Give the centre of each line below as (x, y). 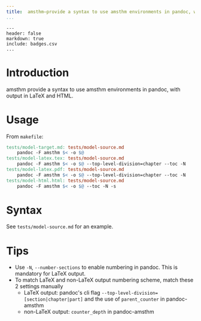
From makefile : (25, 136)
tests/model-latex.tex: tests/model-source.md (65, 158)
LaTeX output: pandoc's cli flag (62, 293)
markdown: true (25, 39)
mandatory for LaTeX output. (50, 274)
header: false (24, 33)
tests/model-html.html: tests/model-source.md (65, 181)
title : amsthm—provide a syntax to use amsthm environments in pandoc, (99, 12)
